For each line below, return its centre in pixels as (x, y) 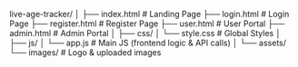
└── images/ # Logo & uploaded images (85, 53)
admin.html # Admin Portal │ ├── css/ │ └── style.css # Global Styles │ (145, 33)
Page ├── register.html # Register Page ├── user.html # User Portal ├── (147, 24)
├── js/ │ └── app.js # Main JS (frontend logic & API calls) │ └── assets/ (148, 43)
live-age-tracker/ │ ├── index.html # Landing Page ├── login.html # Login (149, 14)
